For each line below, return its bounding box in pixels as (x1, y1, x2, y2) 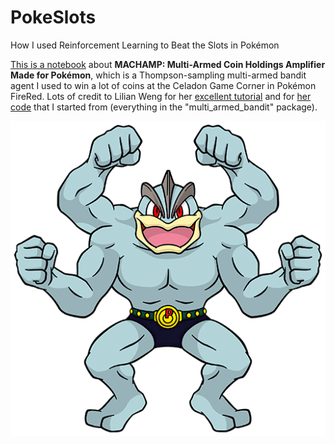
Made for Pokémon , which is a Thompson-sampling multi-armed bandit (10, 69, 307, 81)
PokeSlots (10, 6, 97, 29)
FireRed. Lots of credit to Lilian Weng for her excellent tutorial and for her (10, 90, 312, 102)
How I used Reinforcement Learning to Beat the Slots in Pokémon (10, 39, 280, 51)
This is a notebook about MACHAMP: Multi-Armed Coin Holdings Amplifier (10, 58, 326, 70)
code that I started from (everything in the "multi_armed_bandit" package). (10, 101, 318, 113)
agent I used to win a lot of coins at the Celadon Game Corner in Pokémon (10, 79, 317, 91)
